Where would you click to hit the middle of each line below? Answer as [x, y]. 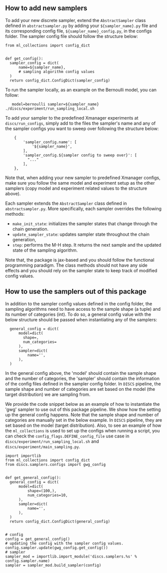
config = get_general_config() [38, 539]
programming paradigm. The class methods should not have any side [77, 265]
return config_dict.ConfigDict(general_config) [60, 521]
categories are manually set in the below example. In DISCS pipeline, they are [84, 420]
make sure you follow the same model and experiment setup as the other [80, 183]
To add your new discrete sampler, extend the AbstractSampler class [76, 20]
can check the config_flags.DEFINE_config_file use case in [67, 436]
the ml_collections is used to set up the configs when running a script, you [83, 430]
